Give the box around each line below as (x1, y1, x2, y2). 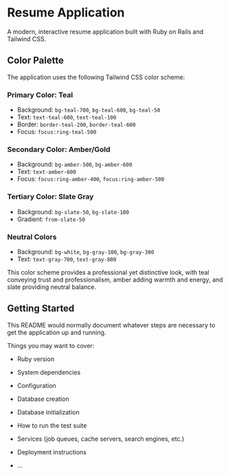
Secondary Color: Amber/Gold (7, 144, 111, 154)
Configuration (16, 381, 56, 389)
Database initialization (16, 408, 80, 416)
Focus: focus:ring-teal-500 (16, 128, 97, 136)
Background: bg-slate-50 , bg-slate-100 (16, 207, 129, 216)
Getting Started (7, 303, 75, 314)
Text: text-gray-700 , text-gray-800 (16, 255, 117, 263)
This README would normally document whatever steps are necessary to (7, 321, 216, 329)
